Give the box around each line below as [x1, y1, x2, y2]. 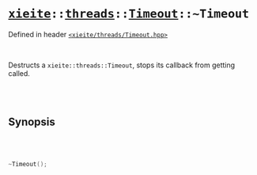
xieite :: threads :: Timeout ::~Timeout [8, 6, 250, 21]
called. [8, 68, 30, 78]
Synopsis [8, 116, 55, 129]
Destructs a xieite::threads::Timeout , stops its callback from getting [8, 60, 236, 70]
